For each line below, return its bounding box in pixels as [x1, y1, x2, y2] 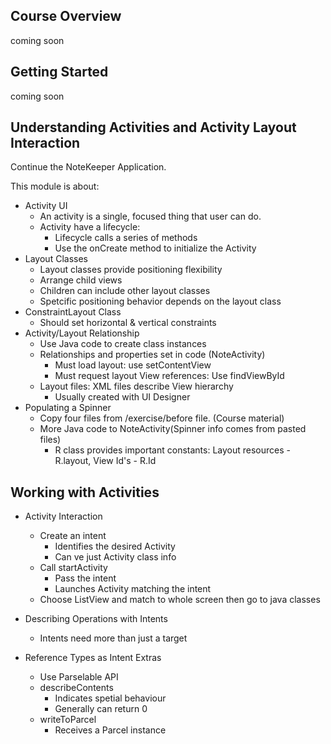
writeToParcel [39, 714, 97, 726]
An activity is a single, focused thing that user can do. [39, 210, 262, 223]
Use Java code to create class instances [39, 338, 207, 350]
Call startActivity [39, 562, 108, 574]
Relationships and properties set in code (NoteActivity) [39, 349, 266, 361]
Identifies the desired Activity [54, 540, 176, 553]
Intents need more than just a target [39, 632, 188, 644]
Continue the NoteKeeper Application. [10, 161, 167, 173]
